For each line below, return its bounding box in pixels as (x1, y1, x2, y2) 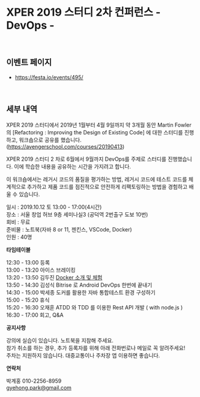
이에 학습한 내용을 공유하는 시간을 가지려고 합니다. (14, 163, 131, 170)
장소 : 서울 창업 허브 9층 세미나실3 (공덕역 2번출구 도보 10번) (6, 210, 148, 218)
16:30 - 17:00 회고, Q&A (6, 311, 64, 318)
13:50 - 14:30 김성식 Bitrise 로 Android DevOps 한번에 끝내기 (6, 281, 153, 288)
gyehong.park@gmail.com (6, 384, 72, 391)
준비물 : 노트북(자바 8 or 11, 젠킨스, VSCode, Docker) (6, 225, 132, 233)
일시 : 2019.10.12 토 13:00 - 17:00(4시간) (6, 203, 102, 210)
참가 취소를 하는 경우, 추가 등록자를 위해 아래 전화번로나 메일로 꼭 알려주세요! (6, 344, 186, 351)
